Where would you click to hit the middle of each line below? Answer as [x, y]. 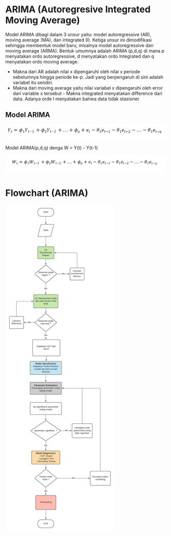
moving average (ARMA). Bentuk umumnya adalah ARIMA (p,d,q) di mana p [85, 51]
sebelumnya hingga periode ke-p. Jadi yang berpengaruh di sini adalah [88, 77]
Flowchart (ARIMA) [47, 193]
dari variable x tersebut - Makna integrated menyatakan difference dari [88, 93]
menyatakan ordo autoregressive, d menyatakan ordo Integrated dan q [80, 56]
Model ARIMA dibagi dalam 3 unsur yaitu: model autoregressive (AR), [78, 34]
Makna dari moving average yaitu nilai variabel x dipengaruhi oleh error [88, 88]
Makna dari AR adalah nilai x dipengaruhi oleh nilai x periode [76, 71]
